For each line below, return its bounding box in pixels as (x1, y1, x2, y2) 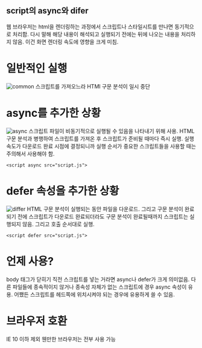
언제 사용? (6, 254, 54, 268)
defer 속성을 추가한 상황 (6, 184, 119, 198)
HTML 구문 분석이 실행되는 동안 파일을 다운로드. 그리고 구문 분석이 (27, 205, 184, 212)
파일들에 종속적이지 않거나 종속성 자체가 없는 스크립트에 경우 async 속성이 (12, 283, 187, 291)
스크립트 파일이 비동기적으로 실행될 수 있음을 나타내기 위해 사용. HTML (28, 127, 195, 134)
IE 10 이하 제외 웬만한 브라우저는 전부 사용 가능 (6, 335, 116, 343)
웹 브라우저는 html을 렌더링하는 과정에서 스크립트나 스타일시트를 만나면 (6, 23, 174, 30)
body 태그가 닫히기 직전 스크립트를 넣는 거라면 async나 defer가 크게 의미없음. (6, 275, 190, 283)
